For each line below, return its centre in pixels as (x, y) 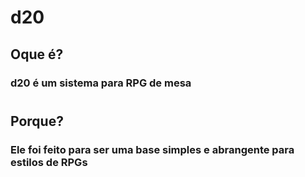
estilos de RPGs (49, 162)
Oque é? (37, 54)
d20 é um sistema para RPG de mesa (101, 83)
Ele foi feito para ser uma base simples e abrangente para (152, 149)
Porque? (37, 121)
